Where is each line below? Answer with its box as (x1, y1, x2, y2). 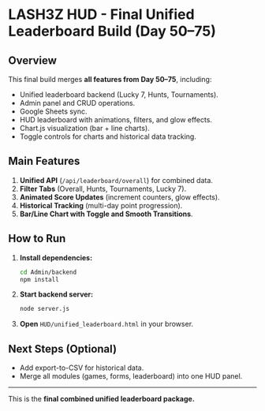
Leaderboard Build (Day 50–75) (8, 22, 217, 40)
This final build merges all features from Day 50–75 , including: (8, 75, 212, 84)
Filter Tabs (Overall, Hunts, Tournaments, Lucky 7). (19, 184, 187, 193)
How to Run (8, 232, 66, 245)
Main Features (8, 155, 80, 168)
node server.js (19, 305, 70, 313)
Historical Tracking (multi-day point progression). (19, 200, 183, 210)
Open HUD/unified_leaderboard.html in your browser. (19, 319, 194, 329)
